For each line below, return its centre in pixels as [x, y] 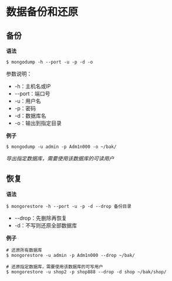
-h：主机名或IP [33, 86]
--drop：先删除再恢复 [41, 218]
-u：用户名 [28, 101]
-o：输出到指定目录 [38, 123]
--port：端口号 [32, 94]
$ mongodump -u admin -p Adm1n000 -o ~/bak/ [61, 147]
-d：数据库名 [30, 116]
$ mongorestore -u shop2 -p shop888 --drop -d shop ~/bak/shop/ [86, 272]
